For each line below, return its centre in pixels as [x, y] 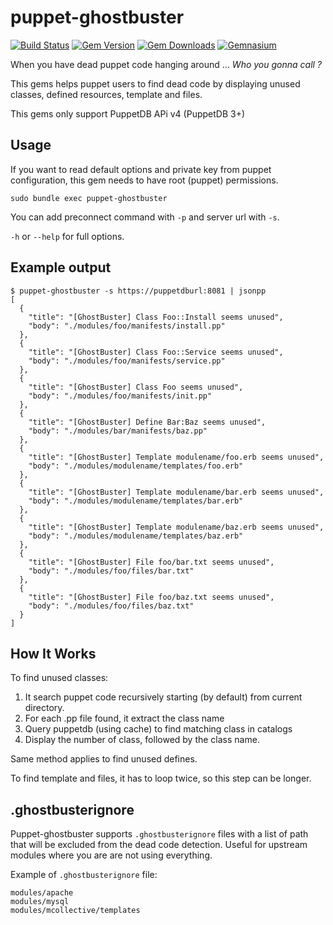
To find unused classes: [59, 678]
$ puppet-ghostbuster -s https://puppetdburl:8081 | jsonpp [138, 291]
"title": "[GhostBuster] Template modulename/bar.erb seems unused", [176, 492]
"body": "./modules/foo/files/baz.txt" [111, 606]
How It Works [53, 653]
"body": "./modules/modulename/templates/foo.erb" [136, 466]
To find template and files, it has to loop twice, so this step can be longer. [161, 778]
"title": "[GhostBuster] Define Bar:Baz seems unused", [147, 422]
